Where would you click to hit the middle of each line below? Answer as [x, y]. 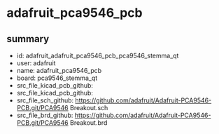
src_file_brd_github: [45, 115]
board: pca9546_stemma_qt [57, 78]
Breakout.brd [89, 123]
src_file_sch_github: [45, 100]
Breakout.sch [89, 108]
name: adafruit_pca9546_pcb [59, 71]
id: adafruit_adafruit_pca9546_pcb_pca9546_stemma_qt [98, 55]
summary [28, 39]
